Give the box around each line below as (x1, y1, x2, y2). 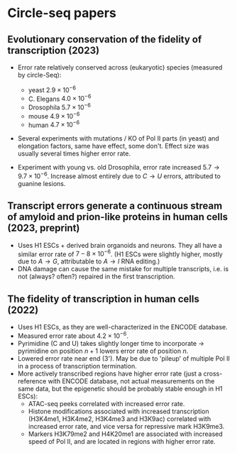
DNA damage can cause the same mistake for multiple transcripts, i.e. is (17, 265, 229, 273)
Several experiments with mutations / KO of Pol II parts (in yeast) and (17, 134, 220, 143)
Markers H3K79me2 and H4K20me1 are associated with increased (28, 430, 224, 438)
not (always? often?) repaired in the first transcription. (17, 272, 175, 281)
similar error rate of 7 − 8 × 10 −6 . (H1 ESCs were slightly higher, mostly (17, 249, 224, 258)
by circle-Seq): (17, 71, 62, 79)
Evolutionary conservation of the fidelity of (7, 33, 202, 45)
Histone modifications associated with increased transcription (28, 407, 209, 415)
